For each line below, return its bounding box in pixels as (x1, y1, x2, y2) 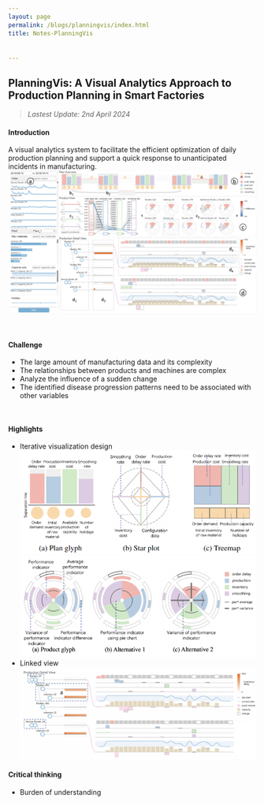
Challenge (8, 340, 43, 349)
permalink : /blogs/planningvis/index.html (8, 20, 150, 29)
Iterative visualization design (19, 442, 113, 451)
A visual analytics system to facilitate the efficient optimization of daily (8, 145, 236, 155)
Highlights (8, 424, 43, 434)
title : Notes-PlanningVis (8, 29, 93, 37)
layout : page (8, 13, 51, 20)
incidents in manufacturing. (8, 162, 97, 171)
